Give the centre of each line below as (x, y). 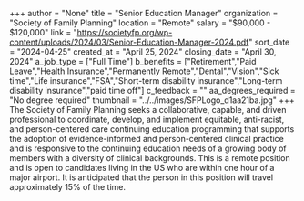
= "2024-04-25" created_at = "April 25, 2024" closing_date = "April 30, (143, 52)
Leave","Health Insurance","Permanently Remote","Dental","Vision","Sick (144, 71)
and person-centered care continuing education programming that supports (152, 129)
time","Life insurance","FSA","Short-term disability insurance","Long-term (146, 80)
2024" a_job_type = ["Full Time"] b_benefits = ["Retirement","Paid (133, 61)
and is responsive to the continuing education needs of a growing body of (148, 148)
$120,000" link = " (43, 32)
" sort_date (269, 42)
